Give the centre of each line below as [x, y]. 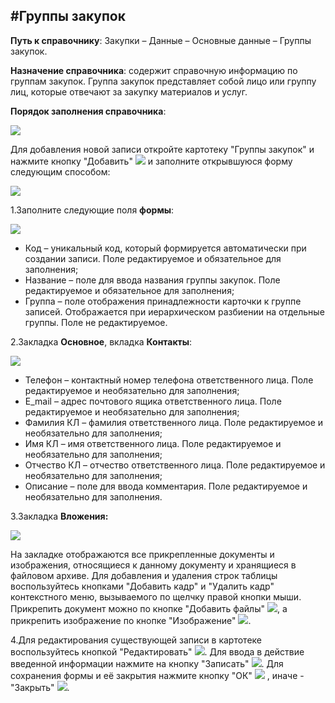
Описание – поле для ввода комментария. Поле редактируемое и [166, 486]
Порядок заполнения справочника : [88, 111]
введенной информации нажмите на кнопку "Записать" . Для [147, 663]
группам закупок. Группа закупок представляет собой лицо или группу [163, 81]
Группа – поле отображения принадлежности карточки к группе [163, 301]
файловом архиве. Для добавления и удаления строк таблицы [144, 575]
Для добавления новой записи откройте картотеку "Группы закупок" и [162, 149]
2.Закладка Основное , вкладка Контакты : [101, 341]
